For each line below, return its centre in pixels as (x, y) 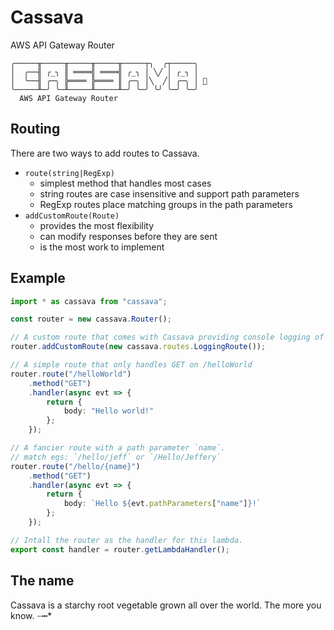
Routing (35, 129)
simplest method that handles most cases (125, 183)
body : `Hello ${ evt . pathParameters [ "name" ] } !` (162, 504)
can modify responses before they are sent (128, 236)
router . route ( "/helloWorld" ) (71, 374)
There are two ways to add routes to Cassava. (105, 153)
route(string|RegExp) (69, 173)
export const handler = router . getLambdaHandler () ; (120, 549)
